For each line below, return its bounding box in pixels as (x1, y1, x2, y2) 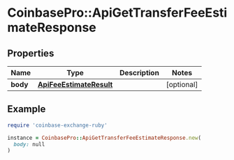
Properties (7, 47, 54, 59)
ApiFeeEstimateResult (37, 80, 113, 89)
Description (119, 68, 159, 77)
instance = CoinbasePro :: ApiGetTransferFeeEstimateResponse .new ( (7, 134, 201, 141)
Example (7, 103, 46, 115)
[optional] (166, 80, 198, 89)
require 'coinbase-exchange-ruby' (7, 122, 108, 129)
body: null (13, 141, 45, 147)
